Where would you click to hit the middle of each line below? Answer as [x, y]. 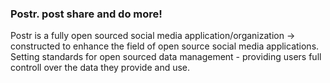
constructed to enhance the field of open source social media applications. [165, 46]
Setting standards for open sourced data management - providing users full [166, 57]
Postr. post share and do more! [86, 14]
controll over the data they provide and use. [100, 68]
